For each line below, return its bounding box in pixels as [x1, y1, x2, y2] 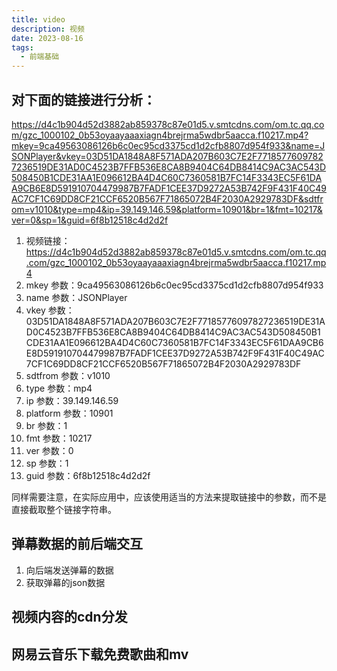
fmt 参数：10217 [25, 432, 93, 444]
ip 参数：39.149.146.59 [25, 394, 119, 406]
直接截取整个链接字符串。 [11, 503, 117, 515]
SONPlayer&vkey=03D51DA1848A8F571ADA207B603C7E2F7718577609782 [11, 150, 324, 162]
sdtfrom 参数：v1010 [25, 369, 111, 381]
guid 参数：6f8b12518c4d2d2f [25, 469, 151, 481]
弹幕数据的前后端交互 [11, 536, 143, 553]
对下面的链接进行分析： [11, 91, 156, 108]
